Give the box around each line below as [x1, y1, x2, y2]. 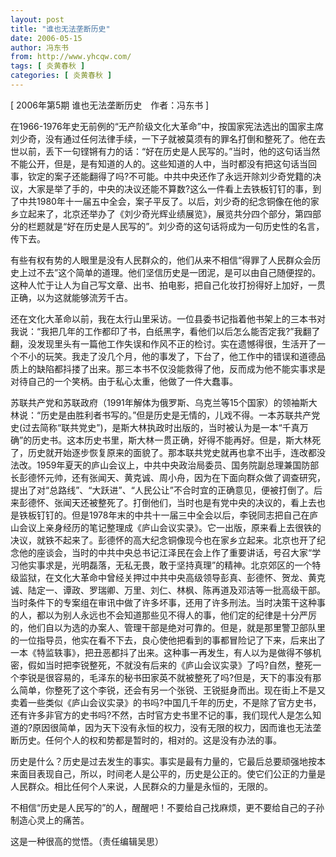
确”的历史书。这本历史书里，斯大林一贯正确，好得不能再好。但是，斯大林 [10, 434, 313, 446]
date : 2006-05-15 [10, 33, 83, 43]
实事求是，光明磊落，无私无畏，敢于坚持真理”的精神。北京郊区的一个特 [27, 559, 322, 571]
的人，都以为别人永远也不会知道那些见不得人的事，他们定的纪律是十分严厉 [10, 609, 317, 621]
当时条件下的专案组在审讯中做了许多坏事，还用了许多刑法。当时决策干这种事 [10, 596, 326, 608]
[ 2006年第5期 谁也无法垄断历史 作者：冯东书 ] [10, 99, 210, 111]
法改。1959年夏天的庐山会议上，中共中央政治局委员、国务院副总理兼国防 [10, 459, 311, 471]
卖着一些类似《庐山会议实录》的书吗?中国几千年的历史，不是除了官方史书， [10, 696, 322, 708]
